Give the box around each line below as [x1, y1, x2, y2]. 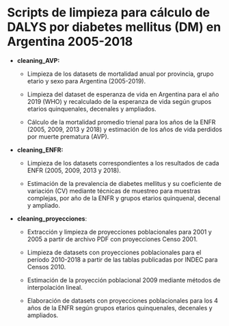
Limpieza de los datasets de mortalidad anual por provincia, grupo [27, 70, 214, 78]
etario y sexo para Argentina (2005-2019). [27, 77, 146, 85]
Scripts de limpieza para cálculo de [7, 5, 211, 21]
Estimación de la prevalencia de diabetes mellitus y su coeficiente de [27, 179, 222, 187]
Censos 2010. [27, 262, 66, 271]
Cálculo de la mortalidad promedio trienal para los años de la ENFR [27, 118, 216, 126]
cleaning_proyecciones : [16, 214, 87, 223]
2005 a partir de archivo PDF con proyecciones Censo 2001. [27, 234, 198, 243]
